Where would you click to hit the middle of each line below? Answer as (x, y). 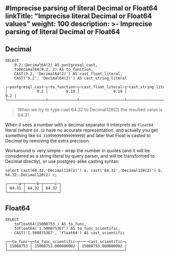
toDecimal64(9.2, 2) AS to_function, (54, 70)
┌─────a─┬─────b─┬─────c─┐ (33, 184)
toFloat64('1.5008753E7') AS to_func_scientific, (67, 229)
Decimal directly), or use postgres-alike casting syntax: (62, 161)
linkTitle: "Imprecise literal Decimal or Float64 (79, 16)
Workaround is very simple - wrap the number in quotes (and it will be (77, 151)
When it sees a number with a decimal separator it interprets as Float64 (79, 125)
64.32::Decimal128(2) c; (31, 175)
